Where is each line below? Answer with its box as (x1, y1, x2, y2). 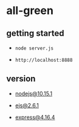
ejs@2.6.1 (15, 101, 39, 109)
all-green (6, 4, 53, 18)
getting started (6, 28, 64, 38)
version (6, 74, 36, 84)
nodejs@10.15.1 (15, 90, 53, 97)
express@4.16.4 (15, 114, 55, 121)
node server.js (15, 45, 54, 51)
